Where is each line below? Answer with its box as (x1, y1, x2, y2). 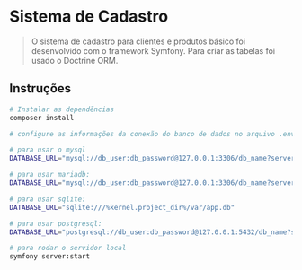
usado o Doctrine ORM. (31, 55, 119, 65)
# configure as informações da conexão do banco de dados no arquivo (9, 129, 276, 138)
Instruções (9, 81, 72, 96)
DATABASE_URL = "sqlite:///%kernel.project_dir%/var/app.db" (9, 203, 235, 212)
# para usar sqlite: (9, 195, 87, 204)
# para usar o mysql (9, 145, 87, 154)
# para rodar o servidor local (9, 244, 127, 253)
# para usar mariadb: (9, 170, 91, 179)
